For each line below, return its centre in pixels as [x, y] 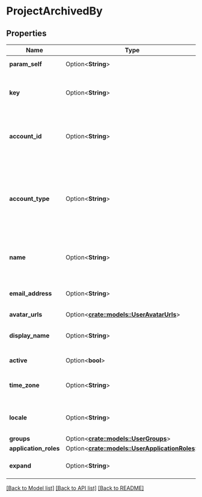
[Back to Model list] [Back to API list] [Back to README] [75, 488]
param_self [26, 64]
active [18, 360]
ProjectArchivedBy [55, 11]
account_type [29, 199]
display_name [29, 335]
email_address [31, 293]
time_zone [25, 385]
